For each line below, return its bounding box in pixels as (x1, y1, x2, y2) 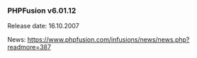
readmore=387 (7, 43, 52, 52)
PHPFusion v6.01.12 (7, 6, 77, 16)
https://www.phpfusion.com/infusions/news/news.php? (27, 35, 190, 44)
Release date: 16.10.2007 (7, 22, 79, 30)
